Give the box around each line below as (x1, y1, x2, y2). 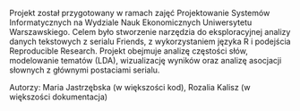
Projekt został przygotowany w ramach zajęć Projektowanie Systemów (9, 8, 270, 18)
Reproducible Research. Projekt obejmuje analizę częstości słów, (9, 46, 248, 56)
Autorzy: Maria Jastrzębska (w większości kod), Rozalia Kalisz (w (9, 82, 251, 92)
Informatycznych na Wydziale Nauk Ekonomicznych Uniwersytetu (9, 17, 253, 28)
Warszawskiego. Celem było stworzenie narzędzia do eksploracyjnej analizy (9, 27, 291, 37)
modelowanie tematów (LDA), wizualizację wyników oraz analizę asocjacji (9, 55, 282, 65)
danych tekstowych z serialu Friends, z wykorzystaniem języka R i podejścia (9, 36, 291, 47)
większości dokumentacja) (9, 91, 108, 102)
